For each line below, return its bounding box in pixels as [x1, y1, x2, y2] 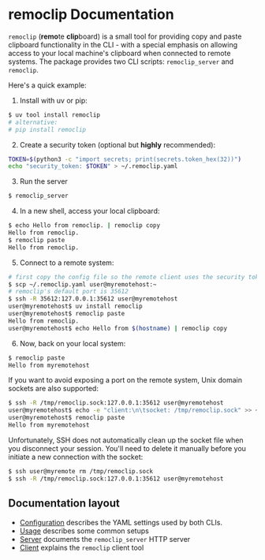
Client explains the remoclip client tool [19, 543, 144, 552]
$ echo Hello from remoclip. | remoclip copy [8, 222, 160, 230]
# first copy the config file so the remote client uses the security [8, 273, 245, 281]
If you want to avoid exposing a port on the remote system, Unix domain [8, 375, 243, 385]
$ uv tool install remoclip [8, 110, 101, 119]
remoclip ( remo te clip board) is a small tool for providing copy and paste [8, 32, 242, 41]
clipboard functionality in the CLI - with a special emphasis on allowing [8, 39, 238, 49]
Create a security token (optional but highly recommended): [19, 140, 215, 149]
